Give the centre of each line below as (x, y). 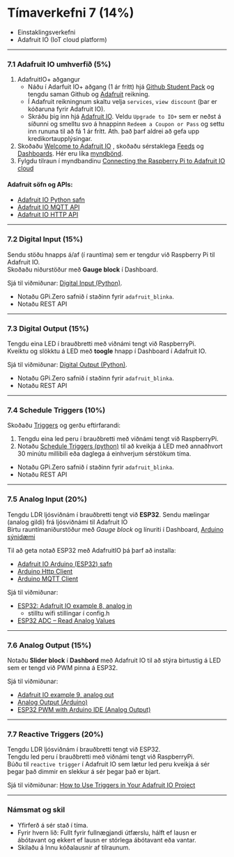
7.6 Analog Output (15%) (49, 645)
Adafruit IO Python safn (51, 200)
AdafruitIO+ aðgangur (49, 80)
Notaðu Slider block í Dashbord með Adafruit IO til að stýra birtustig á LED (114, 660)
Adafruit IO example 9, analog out (65, 694)
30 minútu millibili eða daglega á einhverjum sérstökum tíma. (104, 454)
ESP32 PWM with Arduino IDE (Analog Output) (84, 709)
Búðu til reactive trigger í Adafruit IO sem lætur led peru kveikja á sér (109, 764)
